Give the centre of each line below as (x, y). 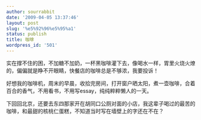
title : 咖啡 (20, 40)
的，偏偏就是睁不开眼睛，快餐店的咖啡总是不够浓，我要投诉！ (82, 70)
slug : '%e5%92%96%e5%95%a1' (41, 28)
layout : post (22, 23)
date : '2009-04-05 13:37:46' (43, 17)
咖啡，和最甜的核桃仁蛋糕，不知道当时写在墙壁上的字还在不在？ (85, 111)
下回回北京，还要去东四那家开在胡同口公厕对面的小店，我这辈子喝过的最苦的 (101, 103)
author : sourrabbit (31, 12)
